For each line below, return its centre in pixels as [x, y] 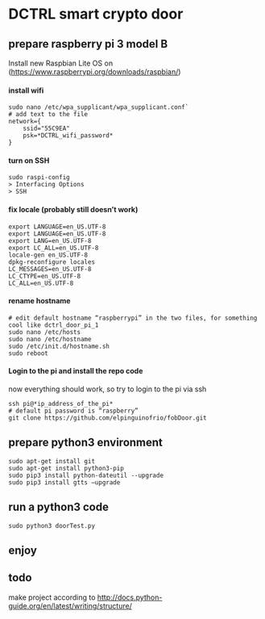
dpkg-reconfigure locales [52, 262]
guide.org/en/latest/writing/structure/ [70, 605]
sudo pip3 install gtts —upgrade [64, 482]
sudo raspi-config [39, 178]
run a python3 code [58, 507]
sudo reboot [28, 353]
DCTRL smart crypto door [96, 14]
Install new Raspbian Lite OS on [61, 63]
